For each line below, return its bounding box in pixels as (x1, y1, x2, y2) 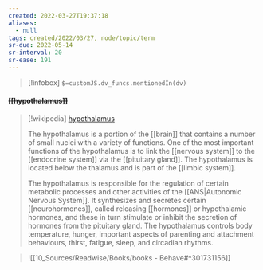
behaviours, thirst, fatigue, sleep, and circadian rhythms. (27, 238, 214, 248)
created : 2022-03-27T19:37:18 (8, 11, 109, 20)
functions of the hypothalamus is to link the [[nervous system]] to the (27, 147, 256, 156)
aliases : (8, 19, 37, 27)
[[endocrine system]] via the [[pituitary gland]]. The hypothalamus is (27, 155, 253, 164)
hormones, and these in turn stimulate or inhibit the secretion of (27, 213, 237, 222)
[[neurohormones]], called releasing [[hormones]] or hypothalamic (27, 204, 247, 213)
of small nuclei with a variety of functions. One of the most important (27, 138, 254, 147)
